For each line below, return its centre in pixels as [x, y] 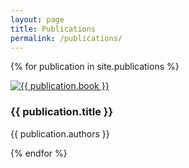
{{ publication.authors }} [60, 133]
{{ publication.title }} [62, 112]
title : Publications [53, 29]
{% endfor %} [39, 153]
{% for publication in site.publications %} [95, 67]
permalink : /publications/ [66, 38]
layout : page [37, 19]
